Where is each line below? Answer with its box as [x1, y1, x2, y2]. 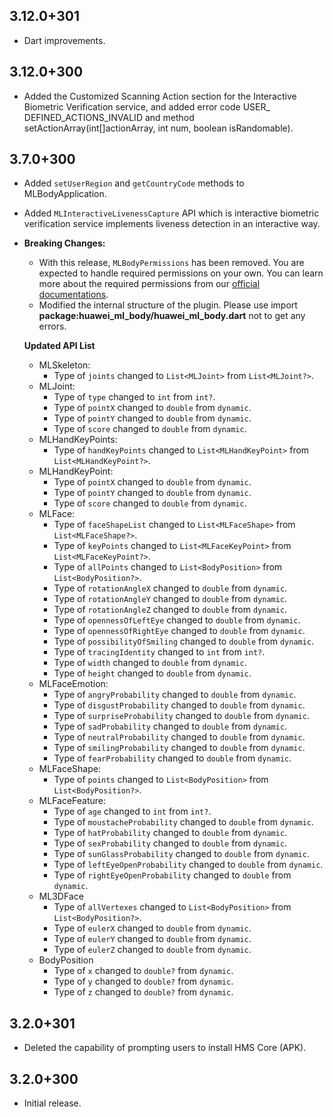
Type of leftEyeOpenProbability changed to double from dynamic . [53, 859, 324, 871]
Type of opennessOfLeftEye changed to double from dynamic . [53, 614, 301, 626]
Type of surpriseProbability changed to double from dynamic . [53, 710, 310, 722]
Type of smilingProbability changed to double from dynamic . [53, 742, 306, 754]
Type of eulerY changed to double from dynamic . [53, 933, 252, 945]
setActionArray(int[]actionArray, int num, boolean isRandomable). [23, 122, 294, 134]
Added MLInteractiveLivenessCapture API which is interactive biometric [23, 207, 320, 219]
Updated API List [23, 340, 96, 352]
